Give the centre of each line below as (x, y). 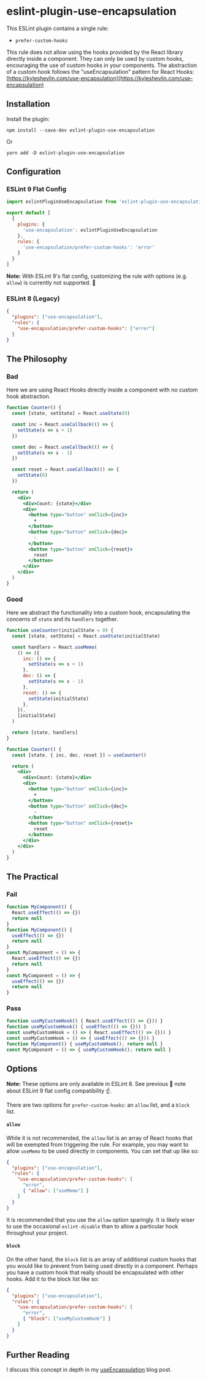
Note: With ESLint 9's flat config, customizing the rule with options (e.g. (97, 276)
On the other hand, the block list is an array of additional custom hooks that (101, 1259)
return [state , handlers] (45, 733)
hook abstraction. (29, 396)
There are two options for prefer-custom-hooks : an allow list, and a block (98, 1105)
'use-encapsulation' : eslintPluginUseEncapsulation (90, 230)
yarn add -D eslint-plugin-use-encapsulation (65, 153)
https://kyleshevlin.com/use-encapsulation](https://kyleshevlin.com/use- (101, 78)
